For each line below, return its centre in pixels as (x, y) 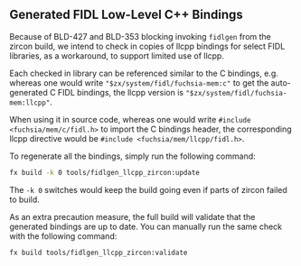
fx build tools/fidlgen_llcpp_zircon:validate (99, 252)
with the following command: (63, 236)
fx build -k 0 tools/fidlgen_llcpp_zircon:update (105, 172)
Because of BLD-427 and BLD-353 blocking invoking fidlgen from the (140, 36)
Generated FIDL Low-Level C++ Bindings (126, 15)
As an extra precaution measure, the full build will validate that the (132, 216)
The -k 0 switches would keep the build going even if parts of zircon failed (148, 189)
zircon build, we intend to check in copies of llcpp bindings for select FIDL (147, 46)
